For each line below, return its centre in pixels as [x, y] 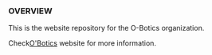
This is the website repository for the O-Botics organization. [106, 28]
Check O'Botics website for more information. [82, 43]
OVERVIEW [31, 11]
